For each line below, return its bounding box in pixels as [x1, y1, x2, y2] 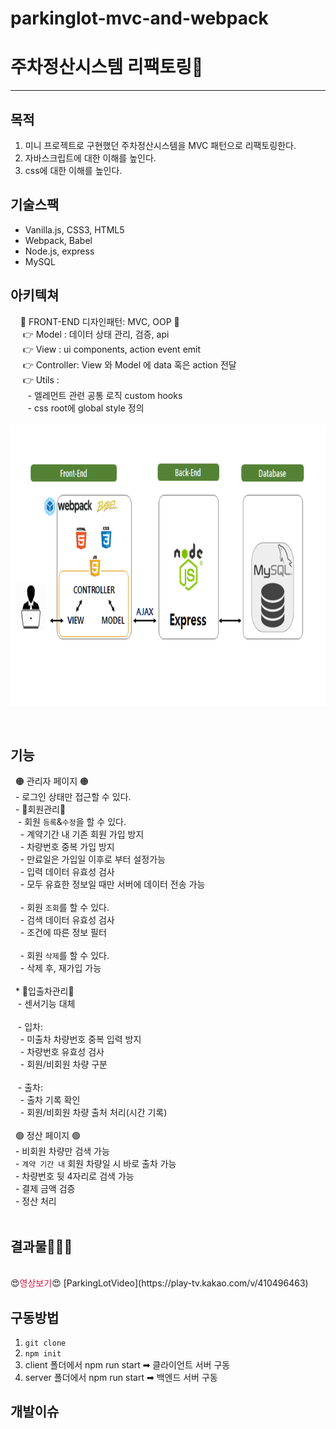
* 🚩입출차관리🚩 [14, 985, 75, 997]
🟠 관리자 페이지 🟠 [14, 775, 89, 787]
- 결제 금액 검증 [14, 1183, 76, 1195]
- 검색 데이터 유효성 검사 [19, 914, 115, 926]
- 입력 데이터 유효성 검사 [19, 866, 115, 878]
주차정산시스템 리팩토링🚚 [10, 56, 204, 79]
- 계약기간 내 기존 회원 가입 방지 [19, 828, 145, 841]
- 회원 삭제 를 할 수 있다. [19, 950, 110, 962]
